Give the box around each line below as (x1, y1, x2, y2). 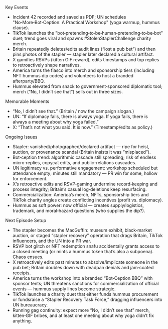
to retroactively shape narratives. (12, 62, 81, 68)
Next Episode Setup (5, 217, 47, 223)
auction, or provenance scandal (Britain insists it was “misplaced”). (12, 149, 151, 155)
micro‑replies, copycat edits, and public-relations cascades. (12, 160, 136, 165)
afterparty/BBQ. (12, 78, 45, 84)
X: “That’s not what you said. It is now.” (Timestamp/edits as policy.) (12, 124, 153, 130)
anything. (12, 318, 32, 323)
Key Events (5, 5, 29, 10)
